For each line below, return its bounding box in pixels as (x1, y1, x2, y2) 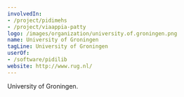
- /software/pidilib (7, 56, 68, 63)
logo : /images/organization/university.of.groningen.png (7, 30, 178, 37)
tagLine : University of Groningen (7, 43, 109, 50)
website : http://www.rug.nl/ (7, 63, 93, 70)
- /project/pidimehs (7, 17, 68, 24)
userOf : (7, 50, 30, 57)
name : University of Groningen (7, 37, 99, 44)
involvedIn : (7, 10, 42, 18)
